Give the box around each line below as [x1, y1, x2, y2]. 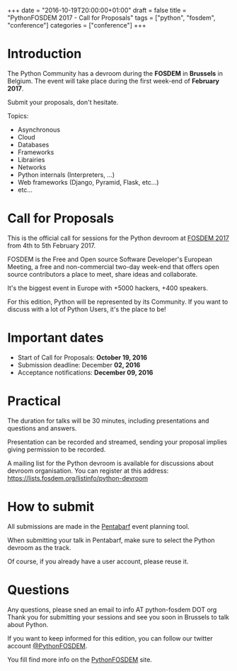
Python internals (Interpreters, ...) [17, 170, 115, 179]
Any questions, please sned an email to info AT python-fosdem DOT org [7, 605, 217, 614]
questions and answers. [7, 424, 77, 432]
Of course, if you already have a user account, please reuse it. [7, 557, 189, 566]
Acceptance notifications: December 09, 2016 [17, 368, 154, 377]
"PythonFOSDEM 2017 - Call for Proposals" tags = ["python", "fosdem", [7, 13, 216, 22]
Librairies [17, 155, 45, 164]
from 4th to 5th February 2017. [7, 241, 96, 250]
